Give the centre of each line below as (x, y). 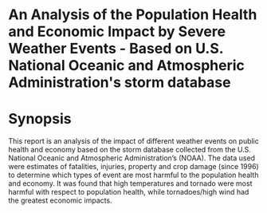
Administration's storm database (120, 83)
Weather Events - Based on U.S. (116, 49)
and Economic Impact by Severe (117, 32)
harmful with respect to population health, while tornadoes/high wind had (129, 192)
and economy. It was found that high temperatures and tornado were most (130, 183)
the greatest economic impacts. (61, 200)
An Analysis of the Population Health (133, 15)
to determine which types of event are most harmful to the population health (133, 175)
